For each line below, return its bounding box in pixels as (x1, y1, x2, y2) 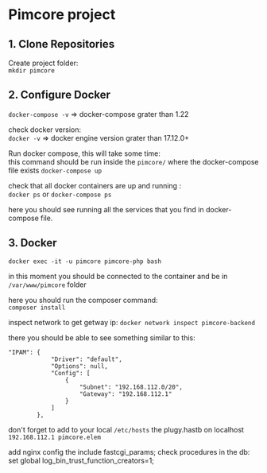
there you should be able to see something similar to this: (8, 332, 196, 343)
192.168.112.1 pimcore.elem (8, 433, 102, 441)
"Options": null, (50, 362, 109, 370)
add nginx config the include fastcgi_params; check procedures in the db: (8, 447, 250, 456)
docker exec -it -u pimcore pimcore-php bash (8, 257, 161, 266)
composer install (8, 304, 66, 312)
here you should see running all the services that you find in (8, 204, 204, 214)
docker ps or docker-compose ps (8, 189, 112, 199)
